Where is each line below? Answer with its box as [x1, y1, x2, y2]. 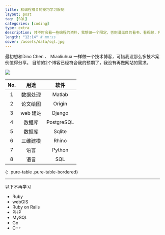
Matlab [52, 91, 69, 98]
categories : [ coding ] [5, 21, 50, 26]
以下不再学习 [5, 183, 31, 190]
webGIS [12, 199, 28, 204]
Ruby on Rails [12, 204, 40, 210]
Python [52, 146, 69, 153]
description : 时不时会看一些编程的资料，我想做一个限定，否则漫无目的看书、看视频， [5, 30, 158, 35]
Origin [53, 100, 68, 107]
